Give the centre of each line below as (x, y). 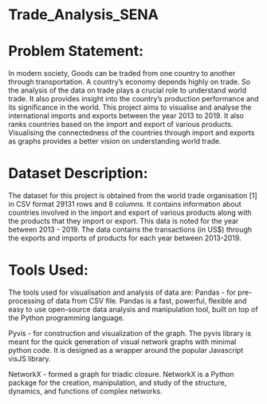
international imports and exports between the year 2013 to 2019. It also (126, 116)
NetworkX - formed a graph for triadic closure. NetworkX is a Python (121, 374)
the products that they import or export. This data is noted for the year (124, 221)
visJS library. (29, 358)
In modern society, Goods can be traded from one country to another (122, 73)
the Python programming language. (67, 318)
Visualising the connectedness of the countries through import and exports (132, 133)
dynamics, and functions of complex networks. (85, 391)
